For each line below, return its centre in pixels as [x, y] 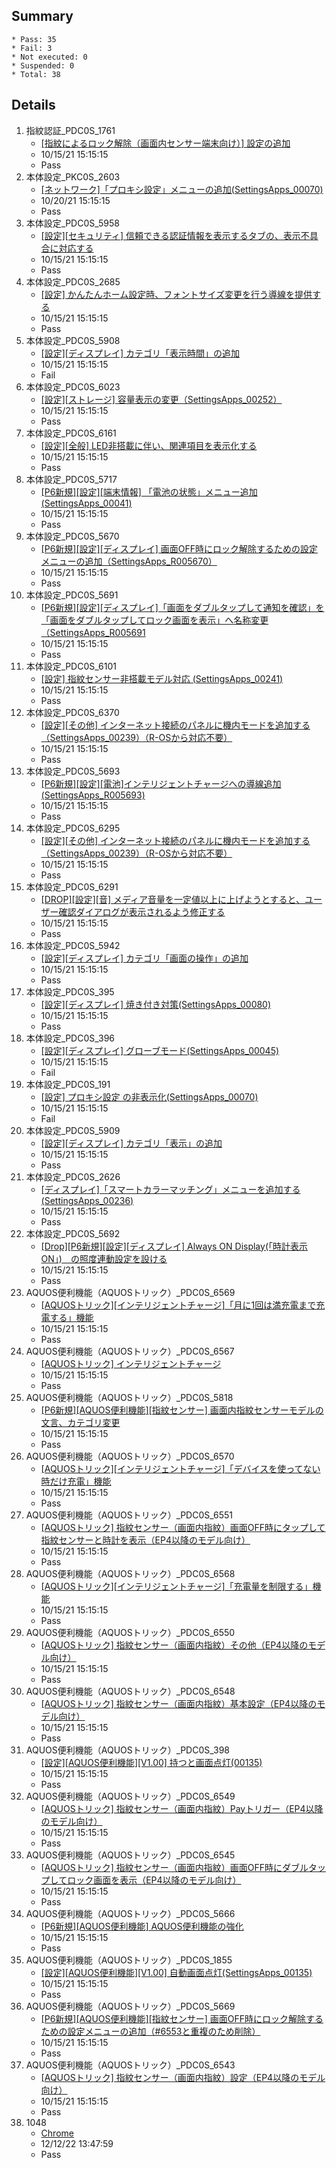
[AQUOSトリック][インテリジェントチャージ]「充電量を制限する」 [176, 1586]
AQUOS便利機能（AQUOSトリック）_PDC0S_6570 [130, 1456]
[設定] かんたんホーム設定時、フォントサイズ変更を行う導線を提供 [176, 294]
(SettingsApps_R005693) [93, 795]
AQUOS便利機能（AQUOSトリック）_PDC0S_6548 [130, 1691]
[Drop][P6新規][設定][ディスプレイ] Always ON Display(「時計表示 [174, 1246]
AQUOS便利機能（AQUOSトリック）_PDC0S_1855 [129, 1960]
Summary [42, 16]
